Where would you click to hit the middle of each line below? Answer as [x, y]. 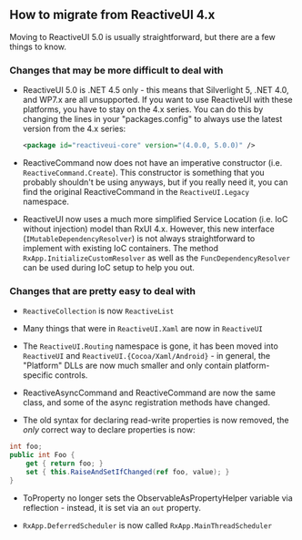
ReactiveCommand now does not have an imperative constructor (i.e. [152, 162]
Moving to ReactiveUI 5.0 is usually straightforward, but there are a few [142, 36]
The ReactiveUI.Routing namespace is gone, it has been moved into [151, 346]
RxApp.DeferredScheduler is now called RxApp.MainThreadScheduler [147, 525]
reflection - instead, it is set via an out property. [112, 507]
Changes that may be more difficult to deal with [116, 70]
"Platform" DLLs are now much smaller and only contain [128, 366]
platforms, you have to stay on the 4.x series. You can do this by [143, 109]
